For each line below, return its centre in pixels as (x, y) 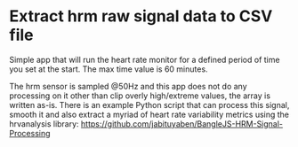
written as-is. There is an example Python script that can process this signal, (149, 104)
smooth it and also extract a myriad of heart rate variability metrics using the (149, 114)
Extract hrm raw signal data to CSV (141, 16)
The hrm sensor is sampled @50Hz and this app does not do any (128, 86)
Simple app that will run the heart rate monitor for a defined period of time (145, 59)
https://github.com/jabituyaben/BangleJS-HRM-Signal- (181, 124)
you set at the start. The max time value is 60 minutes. (109, 69)
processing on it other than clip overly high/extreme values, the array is (140, 96)
